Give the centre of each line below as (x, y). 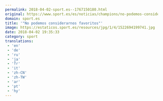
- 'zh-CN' (17, 73)
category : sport (21, 37)
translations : (19, 41)
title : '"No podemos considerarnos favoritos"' (54, 23)
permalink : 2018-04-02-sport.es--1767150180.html (56, 9)
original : (15, 14)
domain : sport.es (23, 18)
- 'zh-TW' (17, 77)
